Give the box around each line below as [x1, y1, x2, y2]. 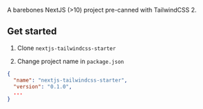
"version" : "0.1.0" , [13, 83, 72, 90]
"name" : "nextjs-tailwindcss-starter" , [13, 77, 128, 84]
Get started [7, 25, 57, 37]
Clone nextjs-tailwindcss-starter [17, 44, 116, 52]
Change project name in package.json [17, 57, 125, 65]
